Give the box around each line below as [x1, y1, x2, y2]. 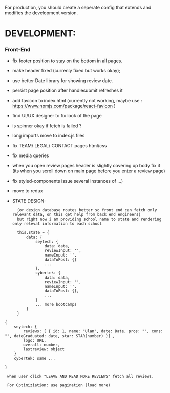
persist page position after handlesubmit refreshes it [12, 87, 123, 94]
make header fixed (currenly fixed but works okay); [12, 68, 121, 74]
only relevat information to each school [12, 221, 102, 226]
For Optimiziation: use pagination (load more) [7, 383, 111, 388]
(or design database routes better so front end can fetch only [17, 208, 157, 213]
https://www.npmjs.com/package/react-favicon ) [12, 103, 116, 109]
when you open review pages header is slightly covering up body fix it [12, 163, 161, 169]
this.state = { [17, 230, 50, 235]
